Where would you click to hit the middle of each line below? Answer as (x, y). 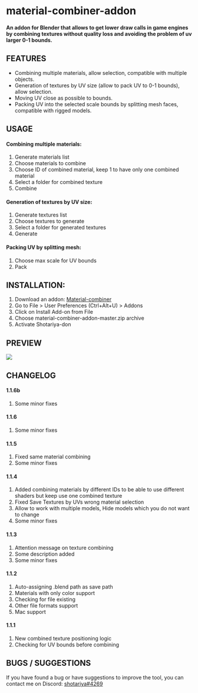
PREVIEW (24, 343)
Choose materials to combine (50, 163)
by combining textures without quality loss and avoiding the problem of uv (99, 34)
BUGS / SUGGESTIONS (49, 663)
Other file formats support (46, 605)
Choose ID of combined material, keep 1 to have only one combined (97, 170)
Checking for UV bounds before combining (67, 645)
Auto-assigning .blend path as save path (64, 587)
